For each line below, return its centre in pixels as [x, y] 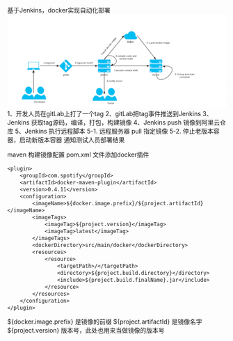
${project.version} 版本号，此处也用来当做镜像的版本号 [86, 330]
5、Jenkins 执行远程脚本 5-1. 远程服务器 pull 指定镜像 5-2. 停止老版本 [114, 131]
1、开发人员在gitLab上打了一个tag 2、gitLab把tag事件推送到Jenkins [104, 113]
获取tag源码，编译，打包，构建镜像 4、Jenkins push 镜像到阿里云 [126, 122]
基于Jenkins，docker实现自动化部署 [59, 10]
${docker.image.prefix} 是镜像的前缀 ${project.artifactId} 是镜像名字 [105, 322]
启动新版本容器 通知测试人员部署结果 [72, 140]
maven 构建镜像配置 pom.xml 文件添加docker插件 [78, 154]
